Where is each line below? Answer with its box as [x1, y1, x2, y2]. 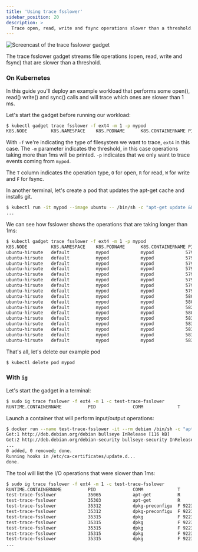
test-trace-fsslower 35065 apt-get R [6, 492, 181, 498]
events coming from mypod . [6, 158, 71, 165]
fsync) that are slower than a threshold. [6, 59, 101, 66]
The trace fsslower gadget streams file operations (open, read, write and [6, 53, 183, 60]
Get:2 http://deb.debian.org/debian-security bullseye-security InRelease [6, 437, 194, 443]
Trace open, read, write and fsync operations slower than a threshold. [11, 25, 194, 31]
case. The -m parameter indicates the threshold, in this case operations [6, 145, 179, 152]
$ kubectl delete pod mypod [6, 359, 75, 365]
